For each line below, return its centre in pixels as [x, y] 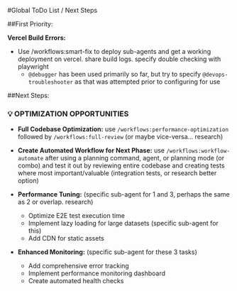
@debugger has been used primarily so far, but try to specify [114, 74]
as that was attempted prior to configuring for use [147, 82]
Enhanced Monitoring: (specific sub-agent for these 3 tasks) [107, 252]
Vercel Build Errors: [37, 38]
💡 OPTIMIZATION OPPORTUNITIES [68, 114]
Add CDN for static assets [66, 238]
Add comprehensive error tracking [78, 266]
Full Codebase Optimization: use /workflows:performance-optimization [123, 129]
